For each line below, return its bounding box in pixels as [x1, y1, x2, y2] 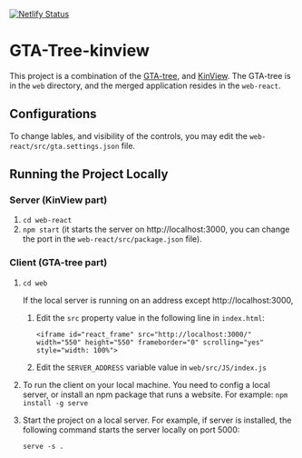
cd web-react [22, 216, 73, 225]
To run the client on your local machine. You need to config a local [22, 379, 270, 390]
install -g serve [22, 398, 89, 408]
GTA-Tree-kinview [9, 41, 150, 61]
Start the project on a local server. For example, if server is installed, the [22, 414, 292, 425]
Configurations [9, 106, 97, 122]
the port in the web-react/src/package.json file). [22, 234, 202, 244]
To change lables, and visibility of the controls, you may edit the [9, 130, 248, 141]
